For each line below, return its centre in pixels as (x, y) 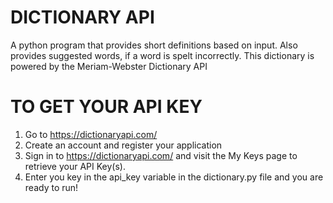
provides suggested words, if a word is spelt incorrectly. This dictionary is (162, 55)
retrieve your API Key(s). (75, 166)
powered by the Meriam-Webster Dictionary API (109, 66)
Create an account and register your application (123, 145)
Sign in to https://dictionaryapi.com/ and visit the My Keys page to (161, 155)
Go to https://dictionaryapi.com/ (91, 134)
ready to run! (51, 187)
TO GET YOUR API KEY (106, 107)
